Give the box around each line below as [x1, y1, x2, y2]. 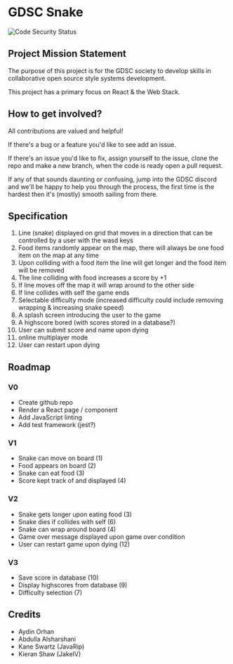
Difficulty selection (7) [18, 588, 83, 597]
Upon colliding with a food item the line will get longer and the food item [18, 259, 227, 267]
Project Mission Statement [8, 48, 127, 60]
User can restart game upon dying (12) [18, 540, 131, 548]
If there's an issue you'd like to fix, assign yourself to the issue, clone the [8, 154, 218, 162]
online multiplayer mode [18, 333, 88, 341]
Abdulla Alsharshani [18, 634, 76, 643]
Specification [8, 210, 68, 222]
